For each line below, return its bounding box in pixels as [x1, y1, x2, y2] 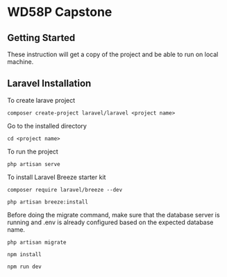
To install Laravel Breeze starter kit [7, 173, 106, 181]
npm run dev [7, 263, 42, 270]
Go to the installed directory [7, 121, 87, 130]
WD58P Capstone [7, 4, 112, 20]
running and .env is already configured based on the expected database [7, 218, 214, 226]
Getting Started [7, 32, 76, 44]
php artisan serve [7, 160, 60, 167]
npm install [7, 251, 42, 258]
